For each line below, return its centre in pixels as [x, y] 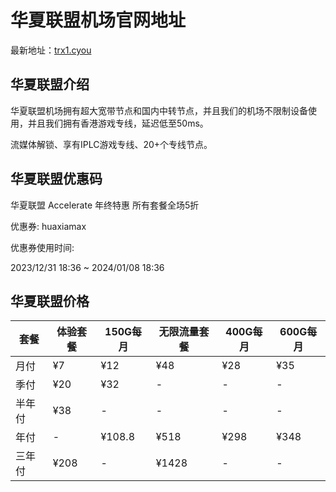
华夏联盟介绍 [50, 84]
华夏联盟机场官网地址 [98, 20]
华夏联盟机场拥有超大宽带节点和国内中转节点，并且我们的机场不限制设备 [159, 110]
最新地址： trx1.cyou [51, 50]
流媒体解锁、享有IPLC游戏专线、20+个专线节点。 [111, 144]
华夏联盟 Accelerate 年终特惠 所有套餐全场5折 [105, 205]
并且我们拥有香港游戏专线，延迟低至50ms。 [118, 123]
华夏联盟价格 [50, 301]
